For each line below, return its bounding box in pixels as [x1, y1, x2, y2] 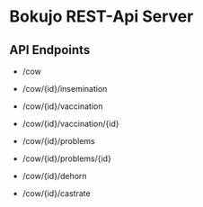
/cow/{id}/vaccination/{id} [22, 119, 119, 129]
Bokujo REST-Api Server [9, 6, 194, 27]
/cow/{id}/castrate [22, 188, 92, 199]
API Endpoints [9, 42, 91, 58]
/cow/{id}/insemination [22, 84, 108, 94]
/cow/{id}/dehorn [22, 171, 87, 181]
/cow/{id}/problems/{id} [22, 153, 112, 164]
